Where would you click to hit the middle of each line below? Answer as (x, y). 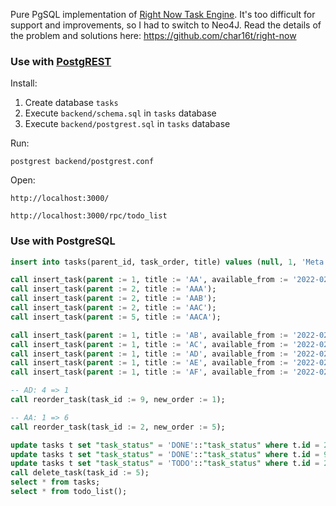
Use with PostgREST (61, 61)
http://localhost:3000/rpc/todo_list (89, 216)
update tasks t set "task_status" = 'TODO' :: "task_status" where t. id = (165, 464)
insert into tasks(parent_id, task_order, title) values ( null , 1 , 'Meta (167, 262)
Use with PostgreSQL (63, 241)
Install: (24, 83)
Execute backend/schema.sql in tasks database (120, 113)
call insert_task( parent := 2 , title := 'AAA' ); (113, 289)
